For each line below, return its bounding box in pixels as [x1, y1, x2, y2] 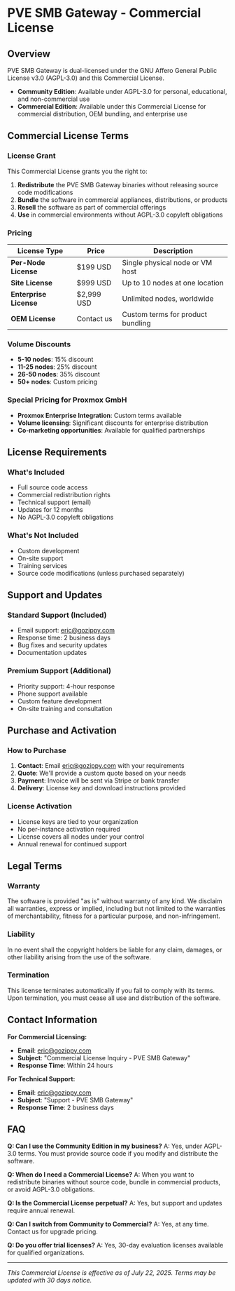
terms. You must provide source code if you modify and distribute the [17, 1149, 219, 1158]
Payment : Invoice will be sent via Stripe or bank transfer [17, 776, 180, 785]
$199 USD [76, 262, 112, 271]
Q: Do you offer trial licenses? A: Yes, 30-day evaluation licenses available [7, 1241, 224, 1250]
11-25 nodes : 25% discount [17, 363, 97, 371]
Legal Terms [7, 860, 63, 872]
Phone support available [17, 689, 88, 698]
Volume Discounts [7, 339, 71, 349]
